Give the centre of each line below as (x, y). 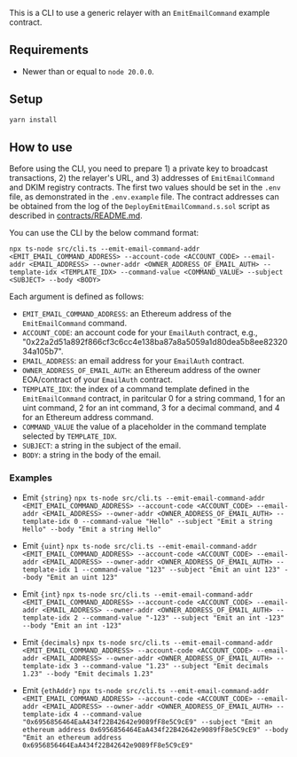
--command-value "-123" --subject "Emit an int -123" (184, 618)
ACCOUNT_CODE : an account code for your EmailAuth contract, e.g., (140, 332)
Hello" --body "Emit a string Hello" (92, 529)
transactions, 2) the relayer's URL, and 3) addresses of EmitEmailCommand (142, 178)
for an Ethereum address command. (87, 418)
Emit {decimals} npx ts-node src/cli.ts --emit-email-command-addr (147, 642)
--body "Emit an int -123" (72, 625)
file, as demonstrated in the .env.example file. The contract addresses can (144, 197)
